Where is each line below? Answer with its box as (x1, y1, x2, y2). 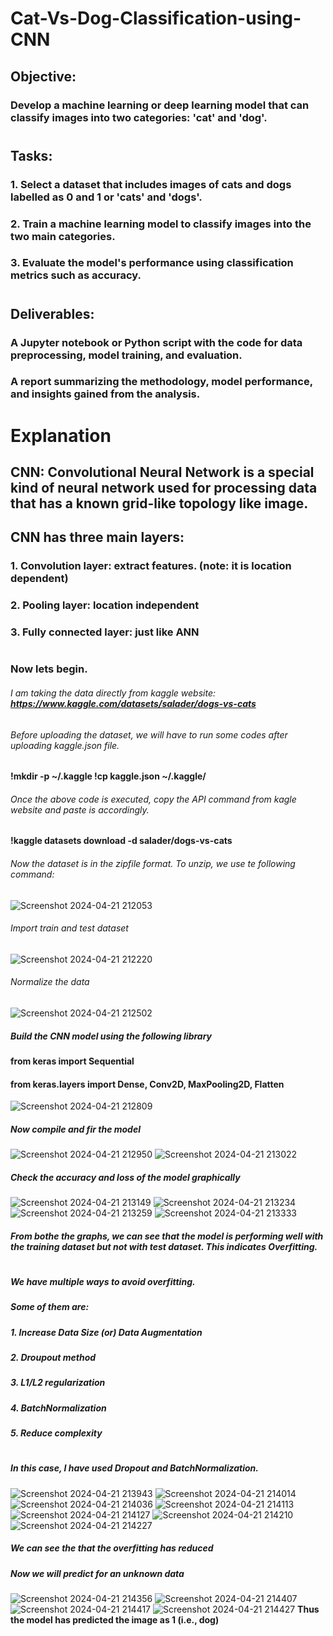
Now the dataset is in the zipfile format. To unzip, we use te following (10, 858, 296, 870)
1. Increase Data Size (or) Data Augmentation (10, 1326, 203, 1338)
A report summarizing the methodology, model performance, (10, 375, 313, 389)
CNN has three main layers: (10, 529, 185, 546)
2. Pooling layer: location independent (10, 598, 200, 612)
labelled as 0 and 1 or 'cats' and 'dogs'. (10, 190, 203, 204)
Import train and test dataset (10, 922, 129, 934)
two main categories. (10, 229, 116, 243)
